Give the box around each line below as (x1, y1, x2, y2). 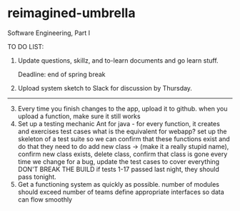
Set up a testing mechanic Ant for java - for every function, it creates (17, 119, 220, 128)
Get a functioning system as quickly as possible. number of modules (17, 180, 220, 188)
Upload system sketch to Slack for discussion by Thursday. (17, 83, 193, 92)
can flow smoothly (17, 195, 73, 204)
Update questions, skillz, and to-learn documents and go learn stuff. (17, 56, 219, 65)
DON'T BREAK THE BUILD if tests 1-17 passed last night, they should (17, 165, 220, 173)
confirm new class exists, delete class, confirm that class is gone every (17, 150, 228, 158)
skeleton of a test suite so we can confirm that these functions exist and (17, 134, 230, 143)
